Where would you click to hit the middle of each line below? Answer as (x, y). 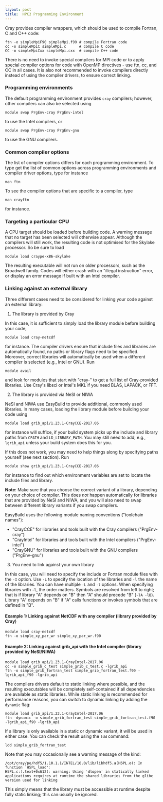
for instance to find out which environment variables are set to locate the (78, 475)
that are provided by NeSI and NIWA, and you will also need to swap (73, 500)
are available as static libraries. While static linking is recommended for (76, 694)
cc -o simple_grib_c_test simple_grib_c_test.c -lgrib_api (66, 667)
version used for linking (31, 780)
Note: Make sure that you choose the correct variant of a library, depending (81, 489)
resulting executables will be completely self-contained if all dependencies (80, 689)
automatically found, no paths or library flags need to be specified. (72, 352)
